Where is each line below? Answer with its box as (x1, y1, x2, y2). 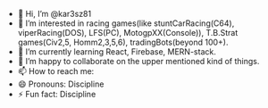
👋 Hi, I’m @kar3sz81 (17, 9, 92, 19)
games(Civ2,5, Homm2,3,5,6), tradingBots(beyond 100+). (17, 37, 229, 47)
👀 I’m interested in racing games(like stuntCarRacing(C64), (17, 18, 235, 29)
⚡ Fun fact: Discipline (17, 89, 96, 99)
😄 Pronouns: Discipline (17, 79, 105, 89)
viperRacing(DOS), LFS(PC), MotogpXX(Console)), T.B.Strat (17, 28, 239, 37)
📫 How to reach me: (17, 66, 95, 76)
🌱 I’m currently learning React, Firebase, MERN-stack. (17, 46, 216, 57)
